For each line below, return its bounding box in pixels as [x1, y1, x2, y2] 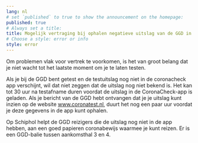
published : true [6, 19, 46, 25]
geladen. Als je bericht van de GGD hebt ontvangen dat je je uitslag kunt [6, 94, 182, 101]
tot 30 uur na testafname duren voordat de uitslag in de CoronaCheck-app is [6, 88, 193, 95]
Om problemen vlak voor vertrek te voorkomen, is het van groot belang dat [6, 57, 188, 65]
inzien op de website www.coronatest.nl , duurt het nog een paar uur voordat [6, 100, 193, 108]
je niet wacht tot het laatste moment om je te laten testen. [6, 64, 146, 71]
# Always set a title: [6, 25, 62, 31]
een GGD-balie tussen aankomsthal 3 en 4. [6, 131, 111, 138]
